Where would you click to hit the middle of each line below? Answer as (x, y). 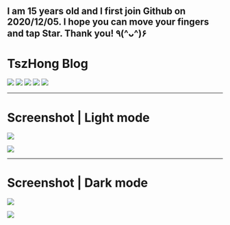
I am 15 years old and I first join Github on (97, 11)
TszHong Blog (48, 63)
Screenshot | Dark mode (78, 183)
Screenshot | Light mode (79, 118)
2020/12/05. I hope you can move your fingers (108, 22)
